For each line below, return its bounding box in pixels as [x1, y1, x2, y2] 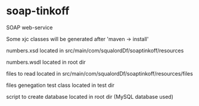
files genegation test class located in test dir [6, 82, 115, 89]
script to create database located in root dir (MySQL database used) [6, 93, 174, 100]
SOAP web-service [6, 24, 53, 31]
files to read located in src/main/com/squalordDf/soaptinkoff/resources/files [6, 70, 194, 77]
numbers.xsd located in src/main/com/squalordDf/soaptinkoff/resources [6, 46, 184, 54]
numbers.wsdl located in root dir [6, 58, 86, 66]
